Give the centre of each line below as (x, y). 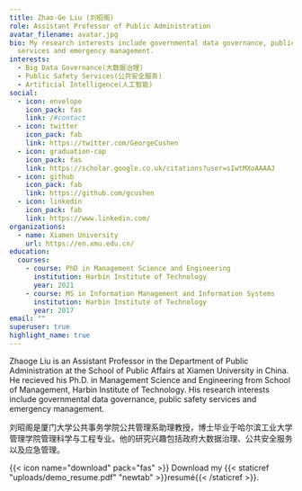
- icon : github (46, 176)
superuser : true (40, 327)
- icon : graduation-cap (62, 151)
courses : (34, 260)
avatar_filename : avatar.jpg (64, 34)
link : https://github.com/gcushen (90, 193)
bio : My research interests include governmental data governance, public (152, 43)
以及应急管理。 (37, 450)
